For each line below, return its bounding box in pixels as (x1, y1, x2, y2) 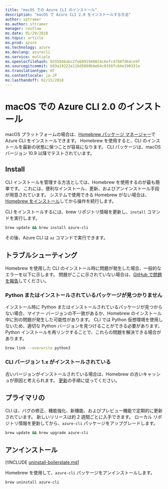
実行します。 (14, 215, 40, 221)
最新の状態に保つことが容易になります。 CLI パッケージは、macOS (22, 144, 161, 150)
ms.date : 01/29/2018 (5, 31, 49, 36)
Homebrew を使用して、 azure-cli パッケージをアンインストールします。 (5, 470, 155, 476)
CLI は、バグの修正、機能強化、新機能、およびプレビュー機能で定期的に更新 (5, 408, 163, 414)
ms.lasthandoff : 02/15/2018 (5, 78, 64, 83)
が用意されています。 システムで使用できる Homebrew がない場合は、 (5, 192, 149, 198)
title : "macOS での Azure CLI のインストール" (5, 7, 97, 13)
